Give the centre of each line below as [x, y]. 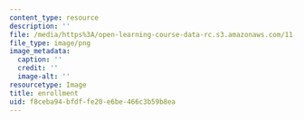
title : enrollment [44, 93]
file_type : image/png [50, 43]
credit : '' [38, 69]
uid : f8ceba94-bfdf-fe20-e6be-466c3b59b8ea [93, 102]
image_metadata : [40, 51]
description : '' [40, 26]
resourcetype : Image [48, 85]
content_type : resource [54, 18]
